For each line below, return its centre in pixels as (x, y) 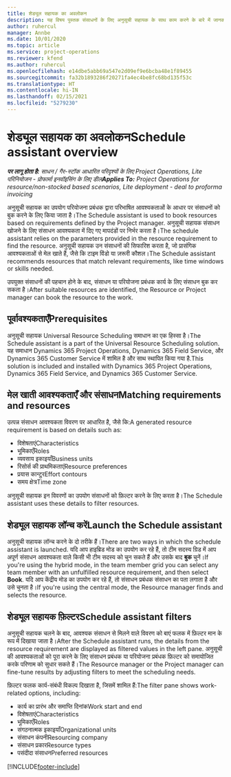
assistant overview (63, 152)
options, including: (55, 693)
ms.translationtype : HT (41, 84)
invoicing (20, 194)
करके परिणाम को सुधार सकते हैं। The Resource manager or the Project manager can (115, 664)
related (17, 693)
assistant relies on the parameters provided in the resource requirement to (112, 238)
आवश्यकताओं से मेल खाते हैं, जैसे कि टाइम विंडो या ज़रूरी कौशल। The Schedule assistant (111, 253)
